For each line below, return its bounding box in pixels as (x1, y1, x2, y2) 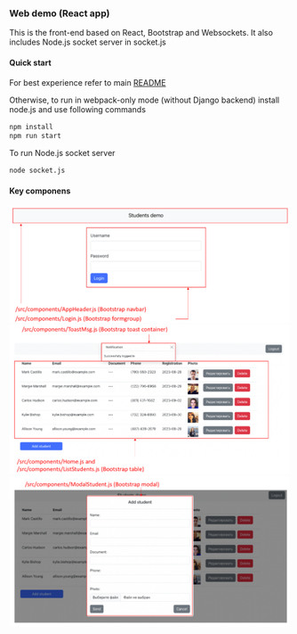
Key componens (9, 185, 71, 196)
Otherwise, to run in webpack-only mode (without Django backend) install (9, 95, 280, 105)
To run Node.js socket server (9, 148, 116, 159)
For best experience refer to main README (9, 77, 166, 87)
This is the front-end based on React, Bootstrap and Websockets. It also (9, 28, 274, 38)
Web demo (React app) (9, 7, 110, 20)
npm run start (9, 132, 62, 141)
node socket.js (9, 166, 66, 176)
